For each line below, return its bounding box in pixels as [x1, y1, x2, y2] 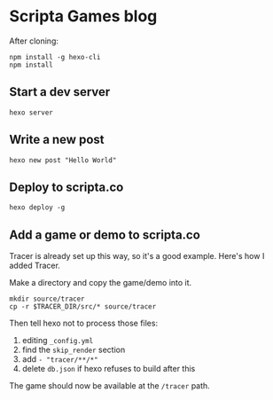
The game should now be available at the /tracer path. [9, 380, 210, 391]
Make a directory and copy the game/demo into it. [9, 278, 192, 288]
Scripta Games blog [9, 6, 158, 27]
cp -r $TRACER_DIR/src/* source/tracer [9, 302, 157, 311]
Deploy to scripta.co [9, 179, 124, 194]
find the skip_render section [21, 344, 126, 356]
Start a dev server [9, 84, 111, 99]
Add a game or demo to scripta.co [9, 227, 201, 242]
